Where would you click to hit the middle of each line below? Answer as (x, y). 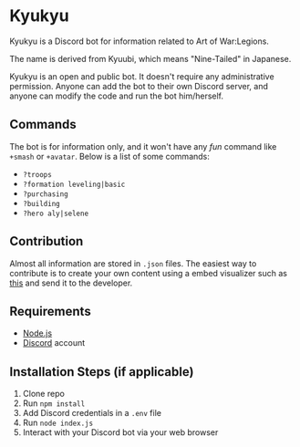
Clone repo (44, 394)
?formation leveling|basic (74, 184)
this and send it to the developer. (71, 283)
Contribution (47, 241)
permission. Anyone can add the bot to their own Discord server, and (139, 86)
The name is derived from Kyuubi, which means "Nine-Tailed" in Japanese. (150, 58)
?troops (37, 174)
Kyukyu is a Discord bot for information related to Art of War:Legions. (139, 41)
